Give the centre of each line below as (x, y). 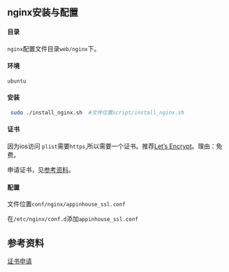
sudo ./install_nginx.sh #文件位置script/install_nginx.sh (97, 113)
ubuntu (17, 81)
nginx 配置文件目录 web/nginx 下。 (54, 48)
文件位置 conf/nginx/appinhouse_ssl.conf (66, 204)
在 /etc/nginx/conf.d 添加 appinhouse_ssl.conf (73, 219)
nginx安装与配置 (43, 13)
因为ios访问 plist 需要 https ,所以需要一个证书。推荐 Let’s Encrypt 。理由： (112, 146)
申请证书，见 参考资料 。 (41, 170)
